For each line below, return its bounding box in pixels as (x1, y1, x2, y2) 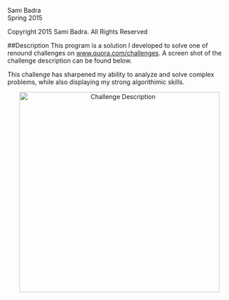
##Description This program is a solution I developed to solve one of (7, 41, 208, 49)
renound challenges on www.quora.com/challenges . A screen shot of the (7, 49, 222, 57)
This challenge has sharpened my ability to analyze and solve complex (7, 71, 215, 78)
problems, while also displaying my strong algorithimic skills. (7, 78, 185, 86)
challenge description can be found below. (7, 56, 132, 65)
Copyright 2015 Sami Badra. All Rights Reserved (7, 28, 148, 36)
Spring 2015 (7, 14, 43, 22)
